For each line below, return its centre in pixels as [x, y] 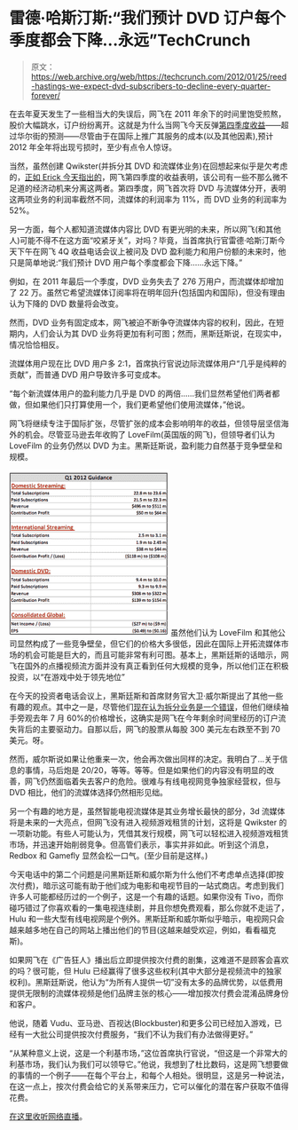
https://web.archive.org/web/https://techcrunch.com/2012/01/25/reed [158, 76]
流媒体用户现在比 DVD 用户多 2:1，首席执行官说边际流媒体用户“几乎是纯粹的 [148, 363]
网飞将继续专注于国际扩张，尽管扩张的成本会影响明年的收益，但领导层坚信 [145, 423]
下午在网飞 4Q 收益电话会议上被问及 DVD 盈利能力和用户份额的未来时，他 [151, 251]
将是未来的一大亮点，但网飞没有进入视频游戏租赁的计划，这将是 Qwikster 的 [148, 822]
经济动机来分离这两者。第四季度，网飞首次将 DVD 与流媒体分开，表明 [159, 188]
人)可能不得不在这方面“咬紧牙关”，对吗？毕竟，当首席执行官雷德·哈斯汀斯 [143, 240]
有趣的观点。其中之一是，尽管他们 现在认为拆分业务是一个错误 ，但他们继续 [145, 707]
